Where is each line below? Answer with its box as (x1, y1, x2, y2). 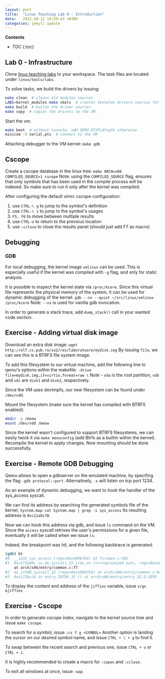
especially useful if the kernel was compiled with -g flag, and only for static (5, 269, 157, 275)
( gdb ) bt (5, 551, 23, 557)
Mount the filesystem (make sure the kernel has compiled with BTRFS (5, 401, 146, 407)
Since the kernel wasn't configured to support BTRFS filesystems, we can (5, 429, 154, 435)
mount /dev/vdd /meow (5, 421, 50, 425)
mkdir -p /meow (5, 416, 36, 421)
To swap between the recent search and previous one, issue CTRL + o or (5, 644, 152, 650)
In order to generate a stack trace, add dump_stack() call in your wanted (5, 309, 150, 315)
